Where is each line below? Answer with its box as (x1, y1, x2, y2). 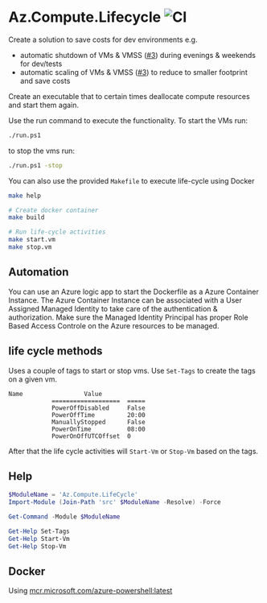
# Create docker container (8, 206, 99, 214)
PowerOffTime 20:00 (51, 411, 146, 419)
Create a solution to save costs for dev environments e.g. (8, 35, 198, 44)
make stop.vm (8, 243, 52, 251)
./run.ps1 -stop (8, 161, 63, 169)
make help (8, 192, 42, 200)
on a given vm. (8, 374, 58, 384)
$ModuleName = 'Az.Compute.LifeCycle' (8, 491, 138, 499)
